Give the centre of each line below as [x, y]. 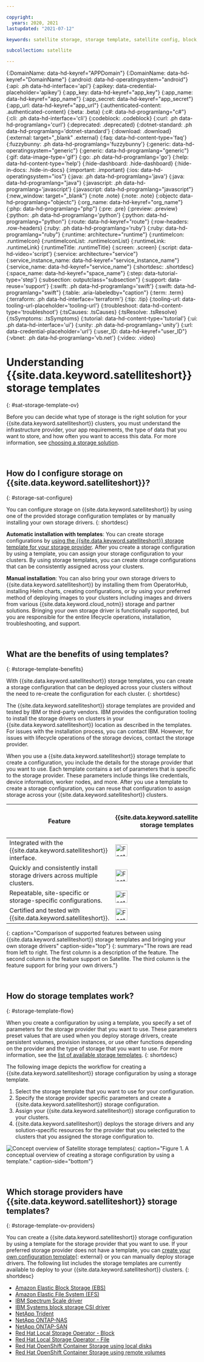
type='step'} [22, 280]
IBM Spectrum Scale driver [49, 1301]
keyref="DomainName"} [36, 80]
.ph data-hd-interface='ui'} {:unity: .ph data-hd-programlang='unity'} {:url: [100, 325]
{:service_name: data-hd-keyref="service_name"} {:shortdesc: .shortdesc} [100, 267]
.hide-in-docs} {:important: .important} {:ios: [84, 170]
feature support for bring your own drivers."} [62, 965]
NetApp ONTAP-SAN [41, 1327]
